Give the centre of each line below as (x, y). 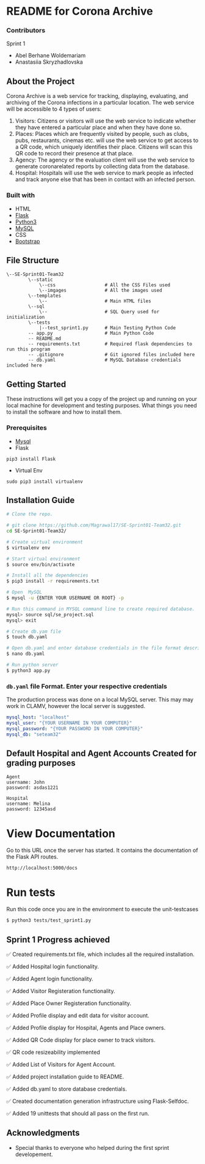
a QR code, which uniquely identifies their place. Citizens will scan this (104, 147)
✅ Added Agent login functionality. (50, 979)
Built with (21, 195)
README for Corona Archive (80, 11)
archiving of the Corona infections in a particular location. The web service (100, 103)
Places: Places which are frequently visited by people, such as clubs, (102, 134)
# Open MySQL (24, 592)
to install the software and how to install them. (64, 412)
